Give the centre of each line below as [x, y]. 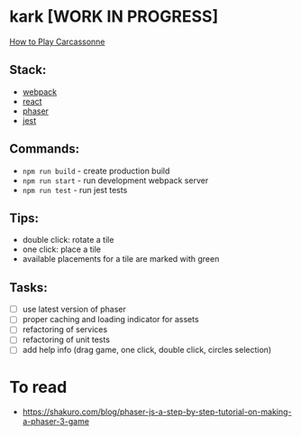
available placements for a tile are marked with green [121, 259]
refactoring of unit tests [66, 339]
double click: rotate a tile [68, 240]
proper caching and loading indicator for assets [111, 320]
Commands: [45, 149]
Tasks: [28, 288]
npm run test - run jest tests [75, 190]
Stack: [28, 70]
